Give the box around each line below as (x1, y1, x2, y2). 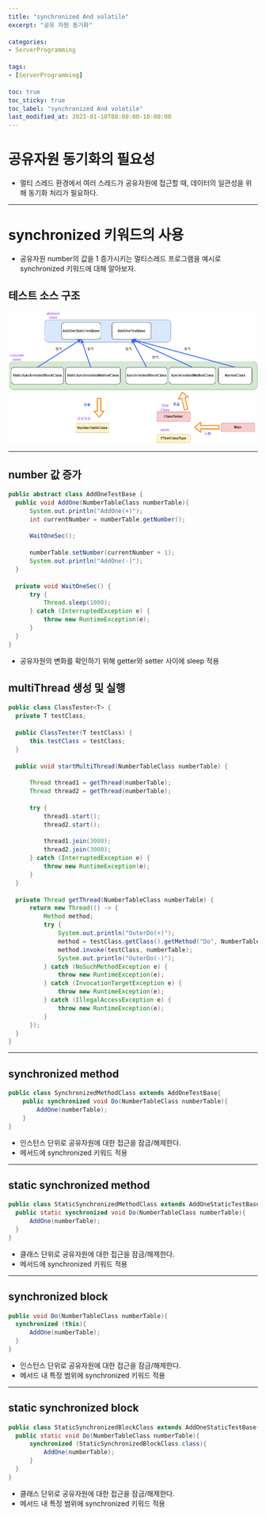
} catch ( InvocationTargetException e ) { (43, 979, 182, 987)
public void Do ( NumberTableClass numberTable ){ (8, 1312, 169, 1320)
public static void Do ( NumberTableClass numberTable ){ (15, 1431, 200, 1440)
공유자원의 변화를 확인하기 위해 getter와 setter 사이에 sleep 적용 (19, 655, 219, 665)
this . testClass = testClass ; (28, 737, 126, 745)
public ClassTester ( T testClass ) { (15, 729, 133, 737)
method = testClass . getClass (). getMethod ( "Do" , (58, 937, 218, 945)
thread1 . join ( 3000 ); (43, 838, 112, 845)
